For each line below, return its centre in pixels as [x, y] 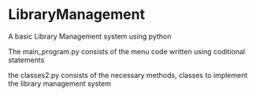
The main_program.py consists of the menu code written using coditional [127, 51]
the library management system [60, 83]
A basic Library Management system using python [90, 36]
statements [26, 60]
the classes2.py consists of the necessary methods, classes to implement [128, 75]
